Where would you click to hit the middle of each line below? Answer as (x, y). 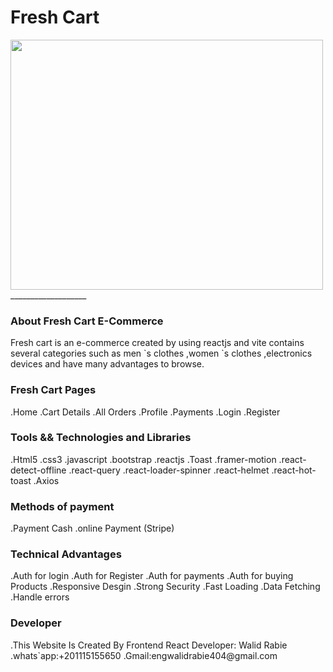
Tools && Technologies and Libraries (101, 438)
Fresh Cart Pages (53, 390)
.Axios (46, 480)
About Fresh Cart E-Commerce (87, 321)
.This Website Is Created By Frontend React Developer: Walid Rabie (149, 645)
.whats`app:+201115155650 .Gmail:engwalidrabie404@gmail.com (144, 655)
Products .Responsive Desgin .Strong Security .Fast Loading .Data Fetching (165, 587)
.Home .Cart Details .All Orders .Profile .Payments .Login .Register (145, 412)
